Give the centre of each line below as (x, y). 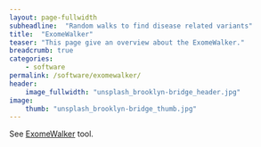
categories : (31, 59)
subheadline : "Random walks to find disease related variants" (131, 26)
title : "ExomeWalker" (51, 34)
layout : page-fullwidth (53, 17)
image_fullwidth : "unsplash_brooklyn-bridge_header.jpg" (133, 92)
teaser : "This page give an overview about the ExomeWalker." (127, 42)
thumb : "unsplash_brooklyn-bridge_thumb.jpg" (111, 109)
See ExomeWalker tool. (51, 134)
